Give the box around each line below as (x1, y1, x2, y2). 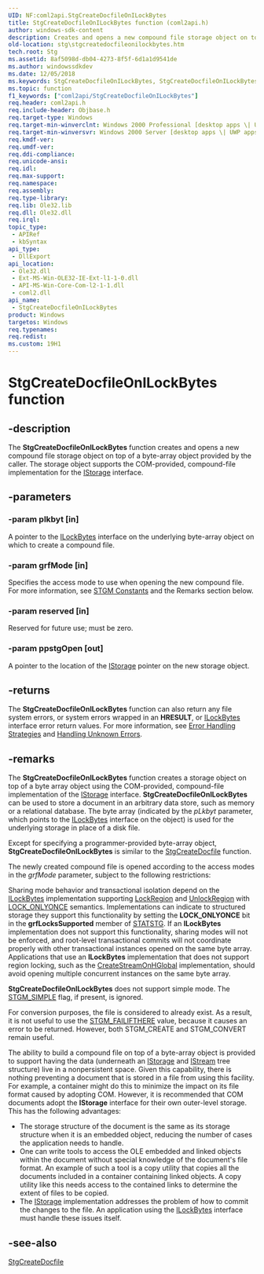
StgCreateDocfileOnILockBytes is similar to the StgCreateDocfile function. (8, 847, 251, 856)
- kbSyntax (11, 238, 47, 246)
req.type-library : (8, 194, 68, 202)
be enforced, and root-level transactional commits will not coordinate (8, 935, 232, 945)
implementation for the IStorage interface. (8, 468, 144, 477)
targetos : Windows (8, 318, 68, 326)
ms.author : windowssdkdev (8, 63, 93, 71)
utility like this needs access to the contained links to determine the (19, 1180, 238, 1190)
